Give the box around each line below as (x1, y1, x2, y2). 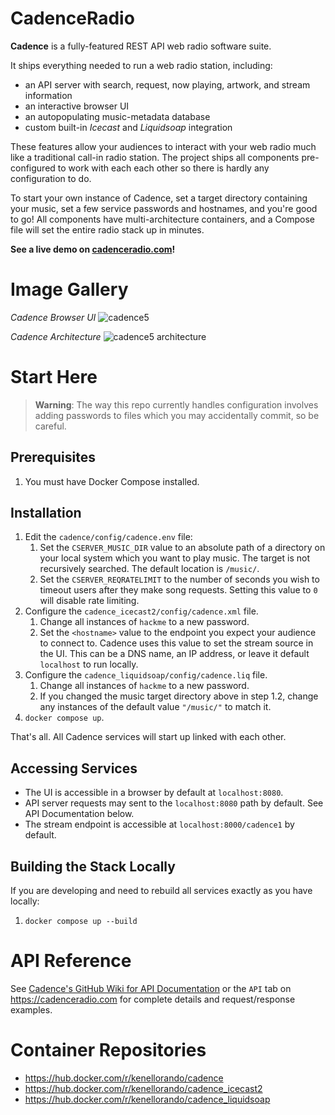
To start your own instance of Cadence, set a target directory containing (10, 192, 308, 204)
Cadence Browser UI (10, 311, 97, 323)
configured (10, 162, 56, 174)
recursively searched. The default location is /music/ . (39, 563, 260, 575)
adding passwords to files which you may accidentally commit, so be (34, 409, 320, 421)
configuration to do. (10, 172, 92, 184)
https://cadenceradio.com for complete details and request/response (10, 993, 296, 1005)
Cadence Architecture (10, 330, 102, 342)
